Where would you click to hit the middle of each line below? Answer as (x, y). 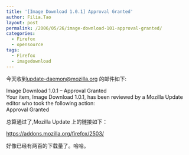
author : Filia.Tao (29, 17)
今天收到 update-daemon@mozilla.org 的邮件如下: (66, 79)
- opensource (27, 45)
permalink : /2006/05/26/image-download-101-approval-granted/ (84, 28)
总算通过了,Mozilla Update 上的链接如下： (57, 121)
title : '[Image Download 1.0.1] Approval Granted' (70, 12)
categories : (21, 34)
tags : (13, 50)
